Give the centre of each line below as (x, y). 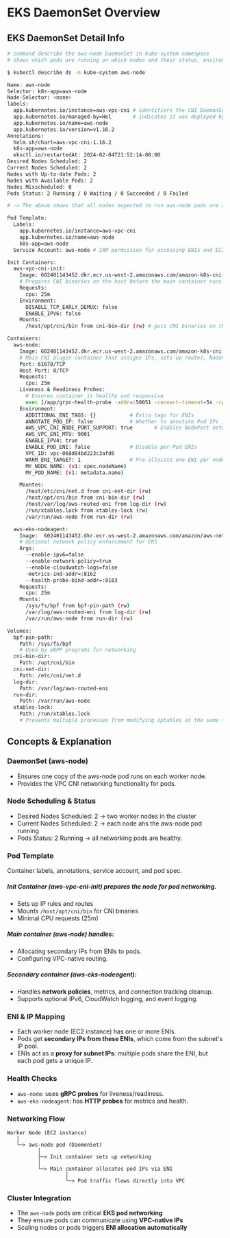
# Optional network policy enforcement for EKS (88, 542)
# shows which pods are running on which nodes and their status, (104, 60)
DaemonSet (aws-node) (48, 761)
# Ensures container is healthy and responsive (94, 396)
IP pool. (28, 1046)
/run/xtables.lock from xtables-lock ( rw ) (87, 510)
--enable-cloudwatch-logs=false (71, 568)
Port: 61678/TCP (43, 364)
